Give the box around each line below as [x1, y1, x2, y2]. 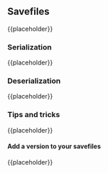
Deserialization [7, 76, 61, 86]
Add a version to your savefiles [7, 142, 102, 151]
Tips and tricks [7, 110, 60, 120]
